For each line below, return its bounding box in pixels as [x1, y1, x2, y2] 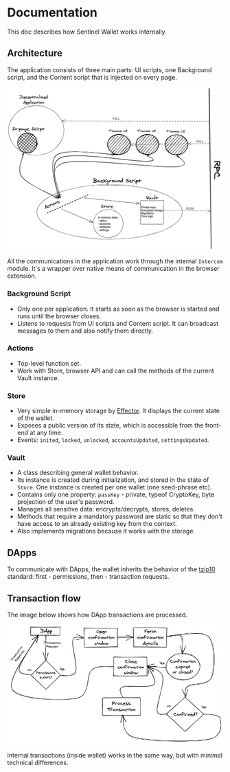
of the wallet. [16, 414, 55, 422]
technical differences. [7, 758, 69, 767]
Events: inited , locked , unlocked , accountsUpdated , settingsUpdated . [16, 436, 209, 444]
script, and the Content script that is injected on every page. [7, 73, 177, 81]
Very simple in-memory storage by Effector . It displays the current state [16, 407, 220, 415]
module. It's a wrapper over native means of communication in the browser [7, 265, 220, 273]
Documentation [7, 5, 98, 21]
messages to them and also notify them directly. [16, 327, 153, 335]
